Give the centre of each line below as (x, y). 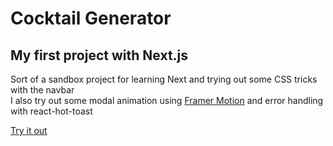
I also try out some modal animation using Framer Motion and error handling (167, 100)
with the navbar (42, 90)
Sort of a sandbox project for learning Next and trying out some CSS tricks (164, 79)
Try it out (29, 130)
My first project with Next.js (99, 55)
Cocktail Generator (91, 18)
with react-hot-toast (51, 111)
